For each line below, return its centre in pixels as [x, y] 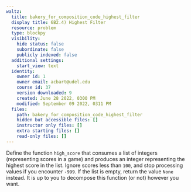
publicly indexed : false [47, 55]
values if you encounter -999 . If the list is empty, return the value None [90, 171]
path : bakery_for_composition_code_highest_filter [80, 114]
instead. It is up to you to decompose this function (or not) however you [93, 177]
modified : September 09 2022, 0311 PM [64, 104]
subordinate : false [40, 50]
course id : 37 [34, 88]
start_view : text [38, 66]
